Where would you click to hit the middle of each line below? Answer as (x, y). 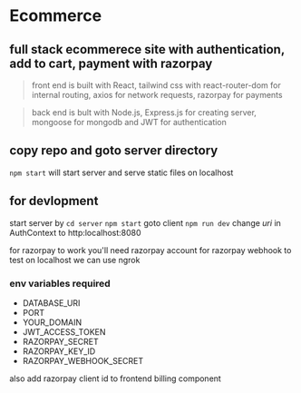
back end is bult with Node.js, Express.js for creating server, (144, 113)
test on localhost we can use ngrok (75, 260)
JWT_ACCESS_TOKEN (64, 331)
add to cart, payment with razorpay (111, 63)
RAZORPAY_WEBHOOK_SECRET (83, 360)
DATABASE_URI (51, 303)
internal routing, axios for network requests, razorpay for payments (157, 95)
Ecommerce (56, 16)
